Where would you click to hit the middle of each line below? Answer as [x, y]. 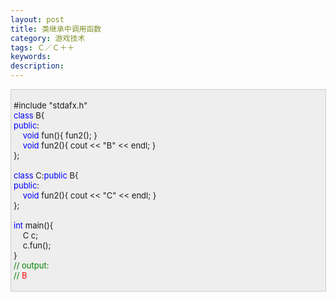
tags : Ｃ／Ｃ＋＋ [42, 47]
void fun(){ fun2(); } [60, 135]
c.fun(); [37, 245]
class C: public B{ [46, 175]
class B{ [29, 115]
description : [37, 66]
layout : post [37, 19]
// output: [31, 265]
